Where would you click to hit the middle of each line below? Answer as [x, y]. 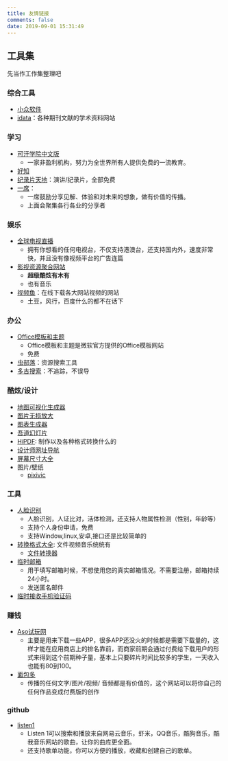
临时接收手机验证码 [44, 595]
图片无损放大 [35, 416]
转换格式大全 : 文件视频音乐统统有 [64, 544]
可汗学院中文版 [38, 154]
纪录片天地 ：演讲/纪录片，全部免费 [66, 179]
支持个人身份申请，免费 [60, 527]
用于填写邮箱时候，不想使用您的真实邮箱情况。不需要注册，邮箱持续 [123, 570]
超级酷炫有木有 [48, 275]
